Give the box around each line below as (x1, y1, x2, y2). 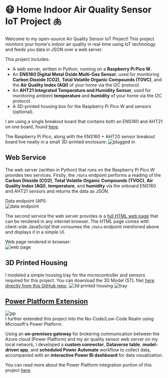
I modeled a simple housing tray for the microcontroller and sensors (5, 272, 145, 278)
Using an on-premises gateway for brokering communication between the (5, 331, 159, 337)
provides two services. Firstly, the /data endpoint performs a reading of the (5, 172, 161, 178)
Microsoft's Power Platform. (5, 321, 63, 327)
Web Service (5, 153, 46, 162)
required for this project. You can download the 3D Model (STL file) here (5, 277, 154, 283)
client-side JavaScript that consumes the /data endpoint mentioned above (5, 223, 159, 230)
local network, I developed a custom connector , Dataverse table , (5, 341, 141, 348)
